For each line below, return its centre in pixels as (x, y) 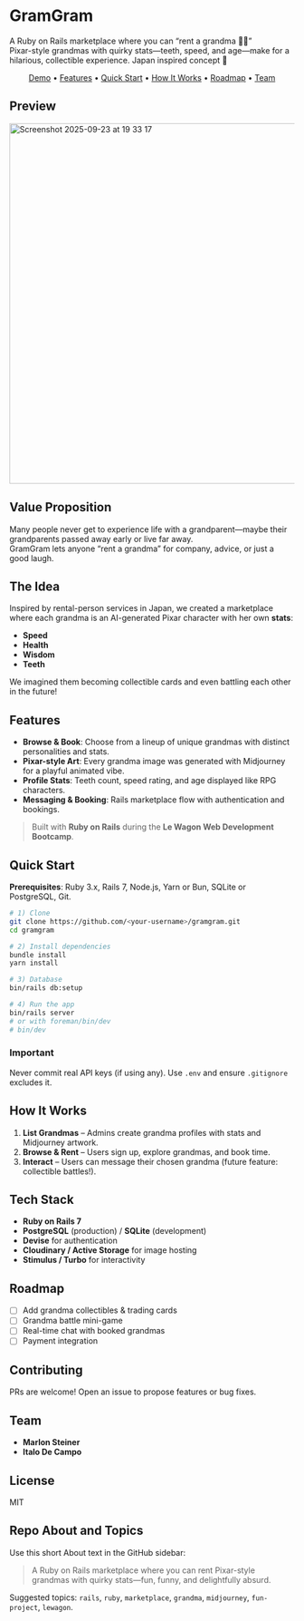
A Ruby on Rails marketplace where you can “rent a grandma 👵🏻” (131, 41)
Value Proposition (61, 507)
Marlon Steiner (51, 1442)
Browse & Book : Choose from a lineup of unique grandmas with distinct (156, 742)
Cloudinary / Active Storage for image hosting (109, 1250)
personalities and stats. (66, 752)
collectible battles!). (59, 1171)
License (32, 1480)
